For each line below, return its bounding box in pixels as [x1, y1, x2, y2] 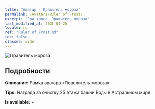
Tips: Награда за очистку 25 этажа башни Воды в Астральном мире [5, 89, 151, 95]
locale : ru [5, 26, 28, 30]
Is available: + [5, 99, 35, 105]
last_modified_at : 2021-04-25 [5, 21, 68, 26]
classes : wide [5, 39, 35, 44]
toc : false [5, 35, 28, 40]
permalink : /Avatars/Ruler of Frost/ [5, 12, 83, 17]
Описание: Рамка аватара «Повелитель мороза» [5, 80, 110, 86]
